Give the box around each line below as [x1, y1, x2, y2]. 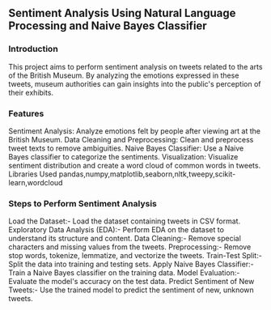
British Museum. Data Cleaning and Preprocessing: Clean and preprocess [8, 134, 254, 144]
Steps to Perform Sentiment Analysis [8, 197, 158, 209]
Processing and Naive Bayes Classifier [8, 19, 208, 33]
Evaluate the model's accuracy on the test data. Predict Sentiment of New [8, 277, 255, 287]
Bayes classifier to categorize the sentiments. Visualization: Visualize [8, 151, 239, 161]
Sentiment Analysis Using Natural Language [8, 6, 236, 20]
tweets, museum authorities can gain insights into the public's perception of [8, 79, 261, 88]
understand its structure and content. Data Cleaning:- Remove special [8, 234, 241, 244]
